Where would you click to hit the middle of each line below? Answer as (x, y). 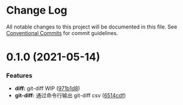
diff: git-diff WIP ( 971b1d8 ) (47, 88)
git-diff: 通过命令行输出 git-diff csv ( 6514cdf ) (70, 96)
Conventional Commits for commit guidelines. (62, 33)
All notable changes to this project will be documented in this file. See (92, 27)
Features (19, 76)
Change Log (37, 10)
